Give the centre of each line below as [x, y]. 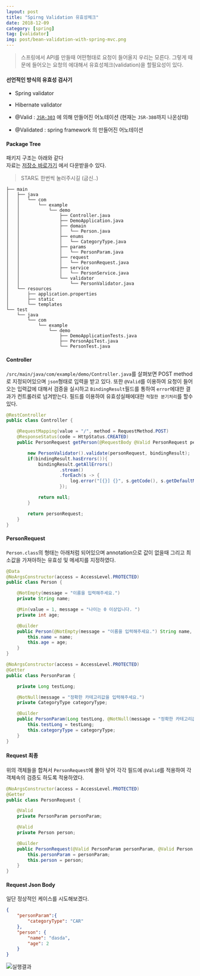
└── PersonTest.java [85, 347]
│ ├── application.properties [51, 294]
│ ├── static [30, 300]
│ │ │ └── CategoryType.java [66, 242]
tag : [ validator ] [28, 34]
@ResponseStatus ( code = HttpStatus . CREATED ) [73, 437]
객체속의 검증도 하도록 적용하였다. [45, 777]
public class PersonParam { [41, 675]
